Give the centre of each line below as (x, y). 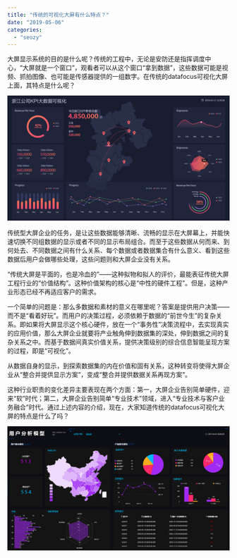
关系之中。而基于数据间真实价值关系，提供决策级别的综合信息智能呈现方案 (121, 342)
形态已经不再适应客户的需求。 (56, 292)
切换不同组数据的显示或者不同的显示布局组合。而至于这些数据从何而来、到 (121, 241)
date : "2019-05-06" (36, 22)
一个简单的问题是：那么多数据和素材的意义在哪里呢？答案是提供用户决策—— (119, 306)
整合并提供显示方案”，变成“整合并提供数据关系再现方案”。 (107, 374)
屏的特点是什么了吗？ (38, 416)
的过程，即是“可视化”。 (41, 351)
